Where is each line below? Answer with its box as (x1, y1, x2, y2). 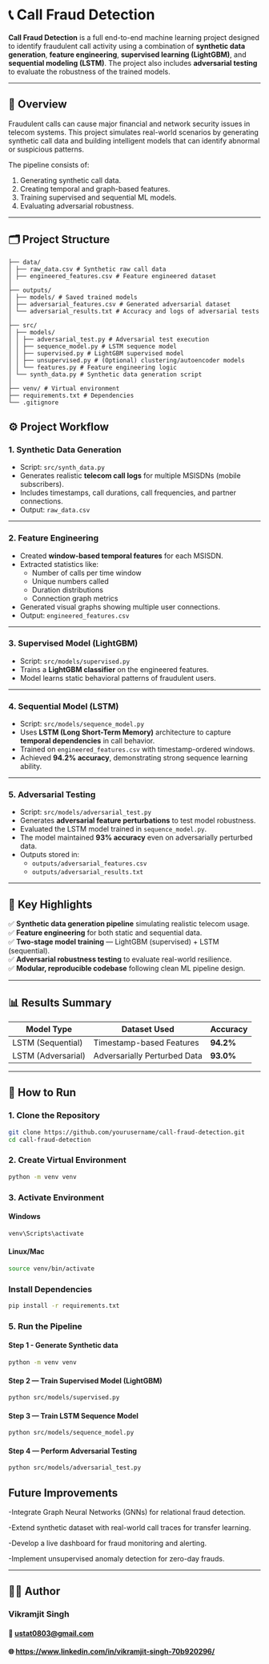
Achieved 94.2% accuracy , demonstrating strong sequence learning (19, 753, 248, 763)
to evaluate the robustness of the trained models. (8, 67, 171, 76)
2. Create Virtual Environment (8, 1155, 126, 1166)
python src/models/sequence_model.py (8, 1429, 134, 1437)
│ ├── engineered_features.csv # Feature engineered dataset (8, 272, 217, 280)
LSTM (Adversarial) (12, 1051, 86, 1062)
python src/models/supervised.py (8, 1394, 120, 1402)
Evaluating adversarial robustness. (19, 200, 134, 210)
